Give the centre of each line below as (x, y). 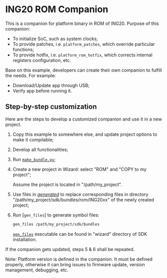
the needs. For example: (31, 75)
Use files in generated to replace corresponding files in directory (80, 194)
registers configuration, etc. (42, 60)
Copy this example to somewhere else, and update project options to (85, 134)
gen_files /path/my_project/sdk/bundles (56, 224)
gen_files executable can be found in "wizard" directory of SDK (80, 234)
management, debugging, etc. (37, 270)
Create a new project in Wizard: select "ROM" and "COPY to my (79, 169)
